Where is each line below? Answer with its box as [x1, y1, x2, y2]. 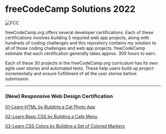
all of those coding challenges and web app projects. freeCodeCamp [5, 45, 146, 51]
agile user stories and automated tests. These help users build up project [5, 65, 154, 71]
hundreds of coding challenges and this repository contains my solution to [5, 40, 157, 45]
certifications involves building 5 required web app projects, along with [5, 35, 150, 41]
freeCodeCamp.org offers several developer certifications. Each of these [5, 29, 154, 35]
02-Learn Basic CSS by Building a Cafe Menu [5, 114, 98, 120]
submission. [5, 76, 30, 82]
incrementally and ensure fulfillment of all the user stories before [5, 70, 137, 76]
